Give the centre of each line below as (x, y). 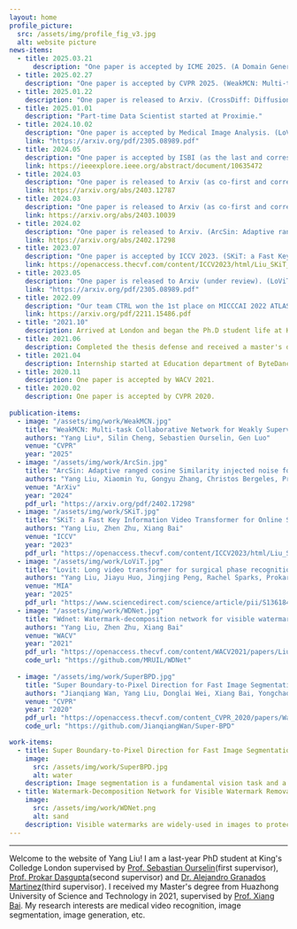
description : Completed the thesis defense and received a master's (154, 347)
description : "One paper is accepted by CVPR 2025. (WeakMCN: (142, 83)
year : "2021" (49, 644)
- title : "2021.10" (53, 323)
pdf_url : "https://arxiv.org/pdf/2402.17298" (110, 504)
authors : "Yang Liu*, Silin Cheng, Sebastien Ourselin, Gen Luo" (148, 438)
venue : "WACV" (51, 636)
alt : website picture (57, 42)
